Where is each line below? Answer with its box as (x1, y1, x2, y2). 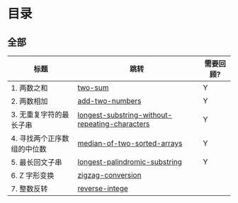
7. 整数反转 (11, 184, 48, 194)
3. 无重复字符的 (11, 110, 62, 120)
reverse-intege (77, 184, 129, 193)
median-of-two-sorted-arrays (77, 139, 183, 148)
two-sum (77, 83, 109, 92)
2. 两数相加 (11, 96, 48, 106)
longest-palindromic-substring (77, 157, 183, 166)
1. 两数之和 (11, 83, 48, 93)
